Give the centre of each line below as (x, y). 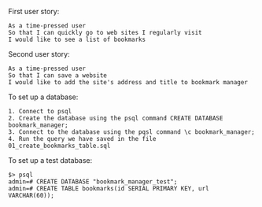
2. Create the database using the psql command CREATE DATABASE (116, 118)
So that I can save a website (58, 76)
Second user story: (39, 54)
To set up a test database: (50, 160)
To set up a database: (43, 97)
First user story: (34, 11)
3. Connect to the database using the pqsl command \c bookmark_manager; (132, 132)
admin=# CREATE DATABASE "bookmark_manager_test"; (93, 182)
